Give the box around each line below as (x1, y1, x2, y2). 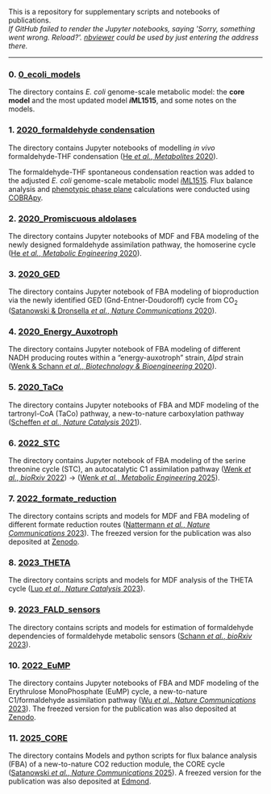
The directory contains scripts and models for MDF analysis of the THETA (8, 575, 253, 585)
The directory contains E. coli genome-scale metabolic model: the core (8, 87, 245, 97)
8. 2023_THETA (8, 557, 71, 568)
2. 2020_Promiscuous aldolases (8, 213, 137, 224)
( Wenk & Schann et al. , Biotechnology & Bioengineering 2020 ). (8, 361, 217, 371)
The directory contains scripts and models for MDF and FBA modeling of (8, 512, 250, 521)
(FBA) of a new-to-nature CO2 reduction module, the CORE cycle (8, 759, 226, 769)
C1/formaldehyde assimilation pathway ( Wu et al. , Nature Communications (8, 696, 256, 705)
